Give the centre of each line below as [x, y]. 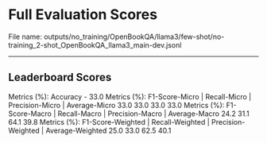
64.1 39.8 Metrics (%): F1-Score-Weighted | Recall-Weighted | [109, 122]
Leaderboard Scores [60, 77]
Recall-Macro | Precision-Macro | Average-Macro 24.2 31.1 [153, 114]
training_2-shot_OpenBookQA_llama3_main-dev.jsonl [95, 44]
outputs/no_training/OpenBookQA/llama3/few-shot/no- [134, 37]
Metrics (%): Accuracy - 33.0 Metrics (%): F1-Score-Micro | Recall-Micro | [130, 96]
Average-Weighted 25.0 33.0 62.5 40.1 [108, 130]
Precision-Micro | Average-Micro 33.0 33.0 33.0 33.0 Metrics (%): [116, 105]
